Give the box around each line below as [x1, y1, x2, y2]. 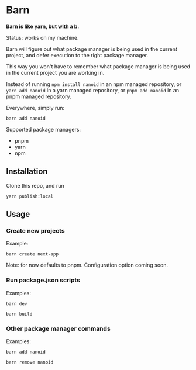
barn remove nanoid [6, 359, 54, 365]
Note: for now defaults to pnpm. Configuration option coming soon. [6, 261, 169, 269]
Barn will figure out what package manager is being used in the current [6, 45, 177, 53]
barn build [6, 311, 33, 317]
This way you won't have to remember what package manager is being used [6, 63, 191, 70]
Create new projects [6, 227, 66, 235]
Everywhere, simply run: [6, 104, 65, 111]
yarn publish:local [6, 193, 54, 199]
